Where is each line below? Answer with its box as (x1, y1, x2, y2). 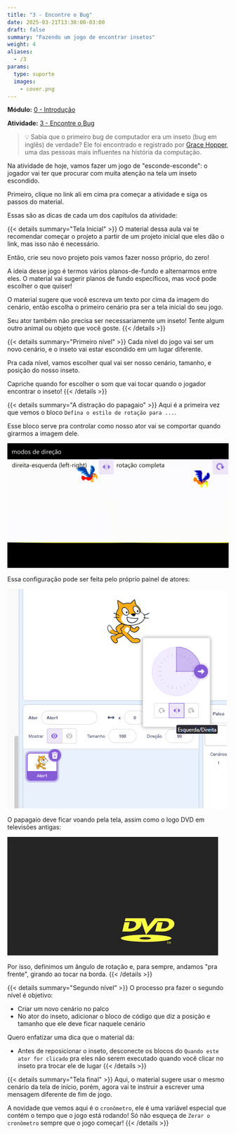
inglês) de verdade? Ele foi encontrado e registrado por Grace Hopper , (24, 140, 229, 149)
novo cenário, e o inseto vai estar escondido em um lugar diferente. (7, 345, 203, 354)
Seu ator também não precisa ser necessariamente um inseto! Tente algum (7, 317, 225, 325)
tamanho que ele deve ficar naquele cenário (17, 1019, 145, 1028)
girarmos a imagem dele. (7, 429, 79, 438)
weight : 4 (7, 41, 37, 48)
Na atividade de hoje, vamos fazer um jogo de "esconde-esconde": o (7, 161, 208, 170)
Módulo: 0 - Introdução (7, 105, 76, 114)
